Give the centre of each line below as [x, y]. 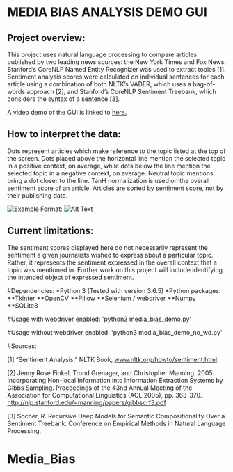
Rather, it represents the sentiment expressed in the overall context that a [112, 262]
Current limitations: [50, 231]
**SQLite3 [23, 305]
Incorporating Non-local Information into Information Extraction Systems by [115, 380]
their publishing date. [38, 195]
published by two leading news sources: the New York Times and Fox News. [117, 62]
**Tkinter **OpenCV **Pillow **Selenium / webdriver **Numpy [102, 298]
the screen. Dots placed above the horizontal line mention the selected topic [116, 158]
